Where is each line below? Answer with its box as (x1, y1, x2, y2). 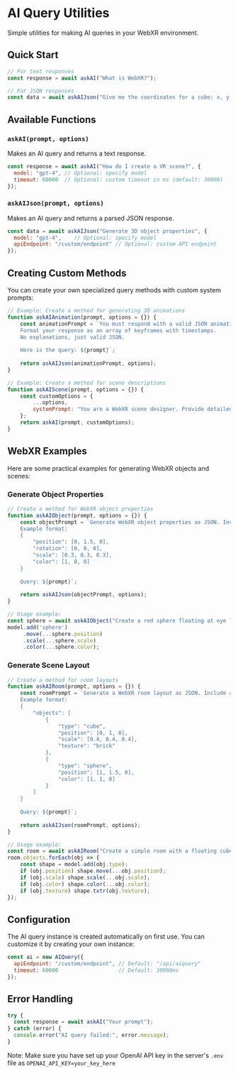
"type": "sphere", (57, 762, 113, 769)
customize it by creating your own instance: (7, 940, 135, 948)
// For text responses (7, 67, 74, 75)
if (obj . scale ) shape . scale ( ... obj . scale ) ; (20, 874, 151, 881)
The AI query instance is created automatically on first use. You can (7, 932, 205, 941)
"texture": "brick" (57, 743, 115, 750)
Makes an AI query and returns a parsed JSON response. (7, 214, 175, 222)
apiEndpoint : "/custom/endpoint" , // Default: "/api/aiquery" (13, 960, 201, 968)
